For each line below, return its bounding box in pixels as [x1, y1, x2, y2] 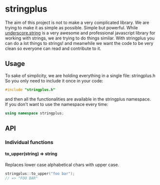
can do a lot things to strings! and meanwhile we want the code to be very [5, 40, 154, 46]
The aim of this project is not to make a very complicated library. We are [5, 20, 149, 25]
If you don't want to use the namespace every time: [5, 101, 108, 107]
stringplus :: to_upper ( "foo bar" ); [5, 171, 75, 176]
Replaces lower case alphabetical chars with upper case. [5, 162, 119, 168]
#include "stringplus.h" [5, 87, 55, 92]
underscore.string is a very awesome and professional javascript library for [5, 30, 156, 36]
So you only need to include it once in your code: [5, 78, 104, 83]
